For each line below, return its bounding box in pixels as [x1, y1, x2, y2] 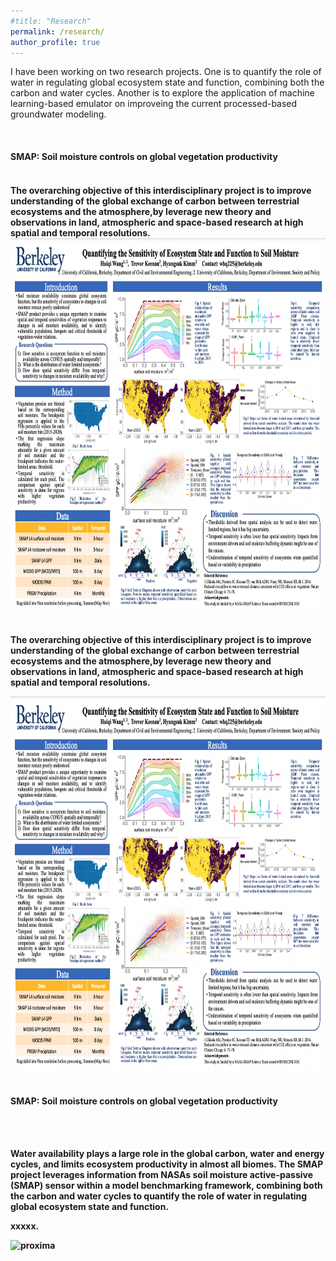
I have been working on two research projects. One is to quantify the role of [10, 66, 322, 78]
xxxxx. [10, 1220, 40, 1232]
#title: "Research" [10, 16, 92, 26]
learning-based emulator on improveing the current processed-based [10, 98, 298, 110]
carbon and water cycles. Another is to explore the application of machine [10, 87, 315, 99]
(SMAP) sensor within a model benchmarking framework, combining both [10, 1179, 323, 1191]
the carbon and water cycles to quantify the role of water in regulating [10, 1190, 308, 1202]
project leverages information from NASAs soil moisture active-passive [10, 1168, 314, 1180]
